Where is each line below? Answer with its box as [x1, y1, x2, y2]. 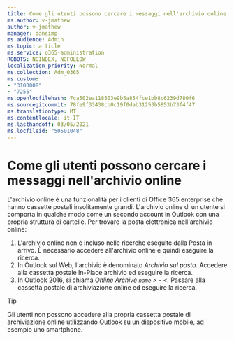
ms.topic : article [7, 43, 61, 50]
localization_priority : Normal [7, 62, 98, 69]
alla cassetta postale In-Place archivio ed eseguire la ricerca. [17, 269, 193, 277]
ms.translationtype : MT [7, 108, 77, 115]
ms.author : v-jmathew [7, 17, 71, 24]
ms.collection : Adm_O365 [7, 69, 80, 76]
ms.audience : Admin [7, 36, 64, 43]
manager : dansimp [7, 29, 58, 37]
